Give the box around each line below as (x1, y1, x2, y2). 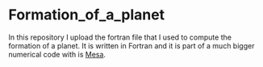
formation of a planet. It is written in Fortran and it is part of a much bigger (8, 40, 255, 50)
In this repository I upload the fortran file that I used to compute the (8, 32, 232, 42)
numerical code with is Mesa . (8, 49, 106, 59)
